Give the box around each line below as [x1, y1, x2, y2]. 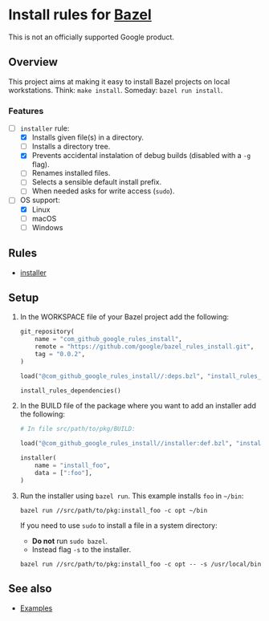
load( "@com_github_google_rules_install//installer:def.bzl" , [19, 440, 233, 448]
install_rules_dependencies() [19, 387, 122, 395]
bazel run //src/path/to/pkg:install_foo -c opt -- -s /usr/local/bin [19, 560, 262, 568]
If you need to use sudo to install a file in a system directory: [19, 520, 218, 530]
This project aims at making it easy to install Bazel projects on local [8, 76, 230, 86]
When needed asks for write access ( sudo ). [31, 186, 175, 196]
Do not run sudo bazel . [31, 536, 108, 546]
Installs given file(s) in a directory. [31, 132, 145, 142]
